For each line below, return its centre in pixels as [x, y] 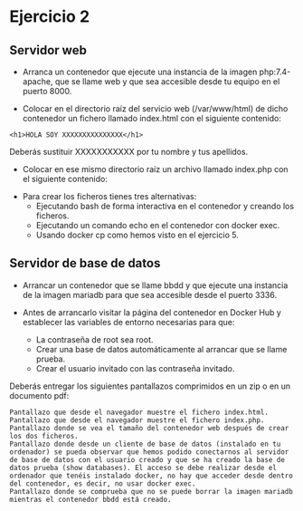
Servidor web [48, 50]
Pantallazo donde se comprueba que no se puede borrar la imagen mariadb [151, 491]
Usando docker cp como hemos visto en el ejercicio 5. [137, 235]
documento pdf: [39, 395]
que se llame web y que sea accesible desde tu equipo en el [167, 82]
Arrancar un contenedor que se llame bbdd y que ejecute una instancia [155, 285]
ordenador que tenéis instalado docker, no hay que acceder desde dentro [151, 476]
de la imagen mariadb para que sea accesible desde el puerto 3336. [150, 294]
